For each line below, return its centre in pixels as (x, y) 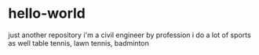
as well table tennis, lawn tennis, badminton (78, 43)
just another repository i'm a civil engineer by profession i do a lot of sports (129, 35)
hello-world (47, 14)
